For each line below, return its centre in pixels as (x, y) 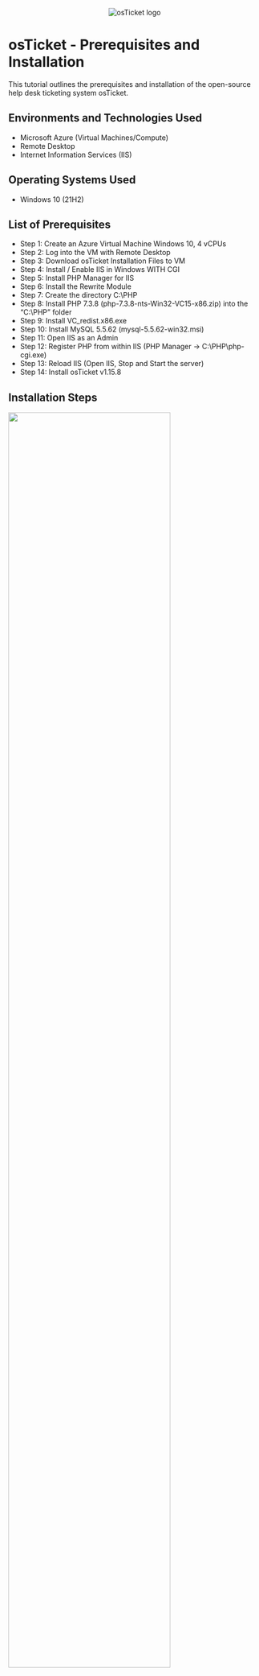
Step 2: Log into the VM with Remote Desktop (95, 253)
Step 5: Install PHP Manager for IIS (77, 278)
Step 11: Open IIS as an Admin (69, 338)
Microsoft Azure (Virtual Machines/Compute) (94, 138)
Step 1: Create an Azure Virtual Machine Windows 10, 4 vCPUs (123, 244)
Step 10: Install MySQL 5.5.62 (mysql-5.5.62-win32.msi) (112, 329)
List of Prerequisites (60, 224)
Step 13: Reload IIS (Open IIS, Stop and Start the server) (112, 364)
